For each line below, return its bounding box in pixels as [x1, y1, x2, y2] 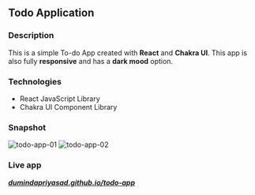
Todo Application [8, 6, 95, 20]
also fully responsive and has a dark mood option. [8, 56, 174, 66]
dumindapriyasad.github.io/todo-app [8, 178, 136, 187]
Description [8, 30, 54, 41]
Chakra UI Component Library [19, 102, 118, 111]
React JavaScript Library [19, 94, 100, 103]
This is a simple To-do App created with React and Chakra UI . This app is [8, 47, 247, 58]
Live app [8, 159, 42, 171]
